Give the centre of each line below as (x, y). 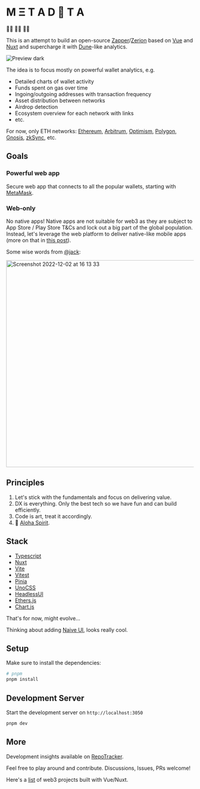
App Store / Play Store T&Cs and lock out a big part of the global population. (100, 227)
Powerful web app (33, 173)
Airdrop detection (36, 106)
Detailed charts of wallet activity (54, 81)
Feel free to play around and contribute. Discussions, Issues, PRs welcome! (99, 768)
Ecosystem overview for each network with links (74, 113)
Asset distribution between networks (60, 100)
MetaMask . (20, 192)
